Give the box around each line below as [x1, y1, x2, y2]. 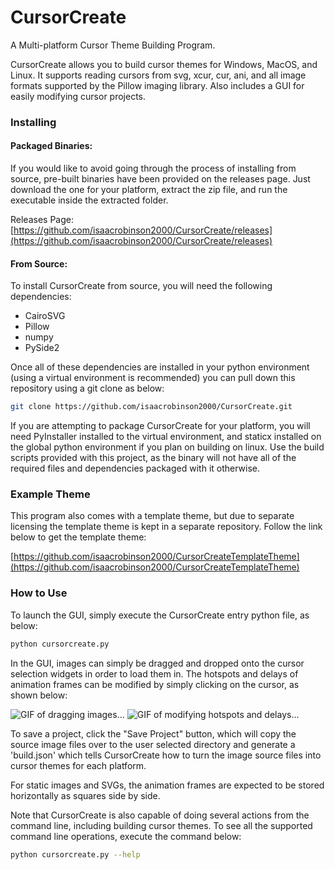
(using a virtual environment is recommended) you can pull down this [10, 372, 296, 384]
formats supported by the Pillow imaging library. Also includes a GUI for [10, 79, 305, 91]
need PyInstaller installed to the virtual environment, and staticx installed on [10, 431, 322, 443]
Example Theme [10, 487, 91, 501]
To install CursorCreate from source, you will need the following [10, 280, 273, 292]
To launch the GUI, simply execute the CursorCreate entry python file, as [10, 609, 310, 621]
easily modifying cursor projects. [10, 90, 147, 102]
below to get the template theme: [10, 531, 147, 543]
